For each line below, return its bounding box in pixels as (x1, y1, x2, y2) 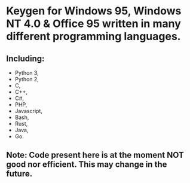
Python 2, (14, 76, 39, 83)
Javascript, (14, 108, 43, 114)
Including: (6, 53, 45, 63)
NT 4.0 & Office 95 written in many (6, 17, 181, 30)
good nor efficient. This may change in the (6, 160, 167, 170)
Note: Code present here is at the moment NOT (6, 150, 184, 160)
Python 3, (14, 69, 39, 76)
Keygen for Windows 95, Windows (6, 4, 182, 18)
